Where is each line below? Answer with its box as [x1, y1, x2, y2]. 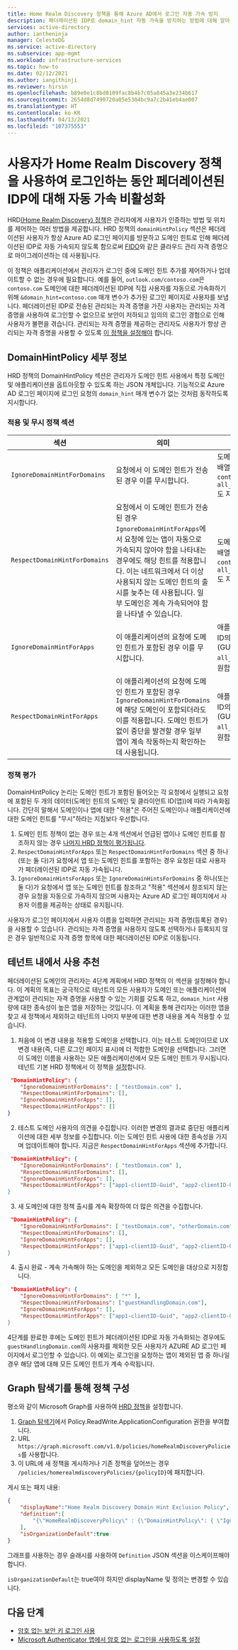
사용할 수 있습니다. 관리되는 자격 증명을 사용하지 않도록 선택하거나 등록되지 [14, 924, 221, 933]
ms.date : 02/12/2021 [7, 70, 69, 77]
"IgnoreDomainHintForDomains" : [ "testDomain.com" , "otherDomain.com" [20, 1223, 233, 1230]
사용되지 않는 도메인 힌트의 [115, 577, 200, 587]
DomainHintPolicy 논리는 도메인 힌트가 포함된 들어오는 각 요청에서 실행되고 [7, 788, 216, 796]
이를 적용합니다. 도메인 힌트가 [115, 715, 209, 725]
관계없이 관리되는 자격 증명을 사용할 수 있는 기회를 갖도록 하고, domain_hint [7, 994, 216, 1002]
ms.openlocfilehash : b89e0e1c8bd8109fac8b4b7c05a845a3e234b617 [7, 89, 198, 97]
